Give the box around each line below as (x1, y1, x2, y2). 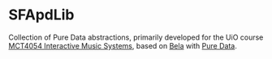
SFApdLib (8, 6, 75, 24)
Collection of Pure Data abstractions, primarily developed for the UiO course (8, 32, 264, 42)
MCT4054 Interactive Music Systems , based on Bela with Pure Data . (8, 40, 237, 50)
